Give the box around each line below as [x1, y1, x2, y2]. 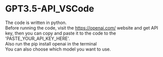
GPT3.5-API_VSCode [5, 3, 94, 14]
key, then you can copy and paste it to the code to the [5, 30, 116, 36]
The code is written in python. [5, 19, 67, 25]
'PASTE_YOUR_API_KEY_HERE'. [5, 35, 70, 41]
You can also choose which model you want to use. [5, 46, 111, 52]
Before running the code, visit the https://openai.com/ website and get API [5, 24, 158, 30]
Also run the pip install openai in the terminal [5, 40, 97, 46]
